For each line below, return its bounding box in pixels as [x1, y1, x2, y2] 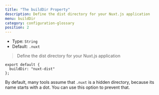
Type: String [12, 38, 38, 44]
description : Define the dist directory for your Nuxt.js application [5, 12, 150, 16]
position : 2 [5, 25, 29, 30]
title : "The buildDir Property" [5, 7, 70, 12]
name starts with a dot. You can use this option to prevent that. [5, 84, 130, 90]
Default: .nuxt [12, 44, 40, 49]
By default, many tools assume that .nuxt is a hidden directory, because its [5, 79, 155, 85]
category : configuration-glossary [5, 20, 75, 26]
